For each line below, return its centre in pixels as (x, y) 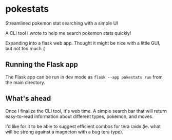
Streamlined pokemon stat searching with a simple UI (62, 23)
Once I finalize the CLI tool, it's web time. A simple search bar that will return (86, 111)
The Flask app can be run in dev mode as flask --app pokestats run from (84, 77)
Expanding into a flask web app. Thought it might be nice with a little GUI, (83, 43)
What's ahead (28, 99)
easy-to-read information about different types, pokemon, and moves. (79, 116)
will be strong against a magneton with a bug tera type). (64, 132)
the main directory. (25, 82)
